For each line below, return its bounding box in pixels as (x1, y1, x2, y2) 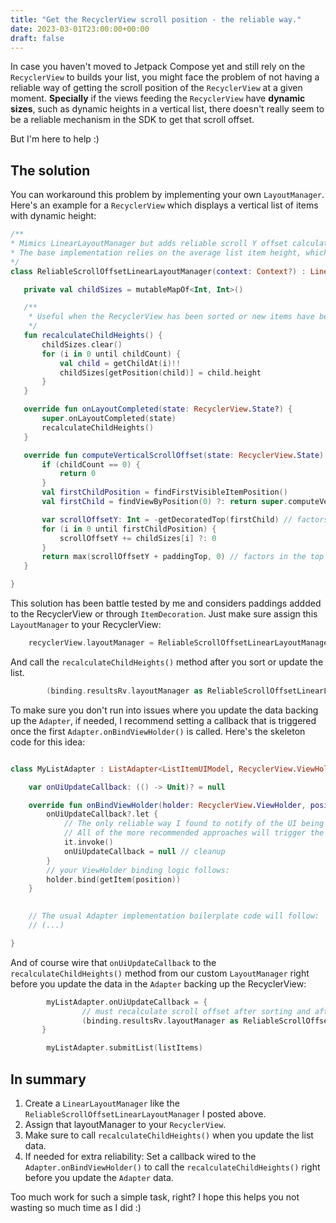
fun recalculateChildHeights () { (23, 331, 163, 341)
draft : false (10, 33, 65, 43)
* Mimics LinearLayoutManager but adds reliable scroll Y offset (10, 239, 288, 249)
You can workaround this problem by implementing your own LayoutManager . (10, 189, 325, 201)
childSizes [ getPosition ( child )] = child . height (59, 367, 262, 378)
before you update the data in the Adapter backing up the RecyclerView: (10, 977, 307, 990)
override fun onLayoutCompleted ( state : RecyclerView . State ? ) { (23, 404, 293, 415)
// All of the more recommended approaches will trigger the (63, 828, 325, 838)
